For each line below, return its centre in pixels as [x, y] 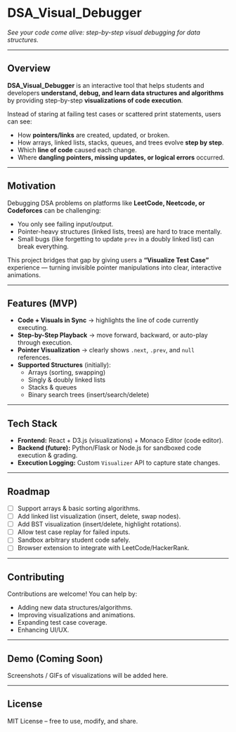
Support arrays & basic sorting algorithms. [79, 508]
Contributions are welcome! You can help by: [72, 594]
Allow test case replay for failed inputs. [74, 532]
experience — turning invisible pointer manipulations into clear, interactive [114, 267]
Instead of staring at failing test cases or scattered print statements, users [114, 114]
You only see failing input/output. [65, 224]
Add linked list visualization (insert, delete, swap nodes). [99, 517]
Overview [29, 68]
